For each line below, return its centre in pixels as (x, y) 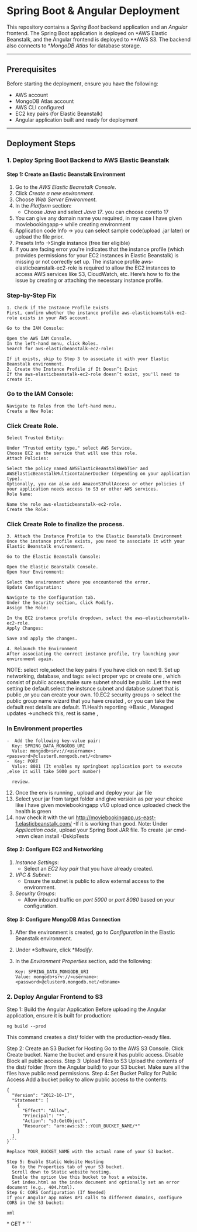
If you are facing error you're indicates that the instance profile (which (100, 249)
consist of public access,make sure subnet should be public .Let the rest (94, 682)
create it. (20, 379)
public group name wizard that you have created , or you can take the (90, 701)
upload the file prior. (39, 237)
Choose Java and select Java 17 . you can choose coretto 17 (96, 212)
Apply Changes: (25, 629)
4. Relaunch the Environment (42, 649)
